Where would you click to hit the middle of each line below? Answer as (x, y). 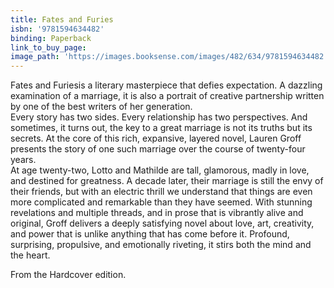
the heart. (30, 255)
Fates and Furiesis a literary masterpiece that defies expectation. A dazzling (166, 85)
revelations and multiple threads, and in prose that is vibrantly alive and (157, 213)
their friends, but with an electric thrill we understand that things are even (161, 192)
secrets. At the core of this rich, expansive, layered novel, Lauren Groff (156, 138)
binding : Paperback (51, 38)
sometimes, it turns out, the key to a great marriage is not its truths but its (161, 128)
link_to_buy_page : (48, 47)
